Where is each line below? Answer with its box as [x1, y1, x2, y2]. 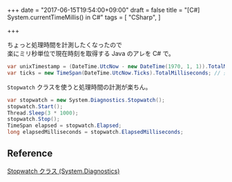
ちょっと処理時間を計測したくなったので [7, 41, 122, 49]
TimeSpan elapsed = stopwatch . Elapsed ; [7, 122, 122, 130]
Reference [7, 148, 53, 159]
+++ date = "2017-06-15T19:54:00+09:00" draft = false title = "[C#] [7, 6, 200, 14]
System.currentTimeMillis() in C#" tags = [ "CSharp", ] [7, 13, 161, 21]
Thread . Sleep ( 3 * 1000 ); [7, 110, 79, 117]
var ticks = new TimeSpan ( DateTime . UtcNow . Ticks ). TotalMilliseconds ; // [7, 69, 221, 77]
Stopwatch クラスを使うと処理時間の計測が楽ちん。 [7, 83, 152, 91]
